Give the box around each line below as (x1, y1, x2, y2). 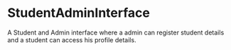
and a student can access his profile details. (7, 35, 136, 44)
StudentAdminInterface (7, 5, 151, 21)
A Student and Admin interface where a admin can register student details (7, 28, 225, 37)
